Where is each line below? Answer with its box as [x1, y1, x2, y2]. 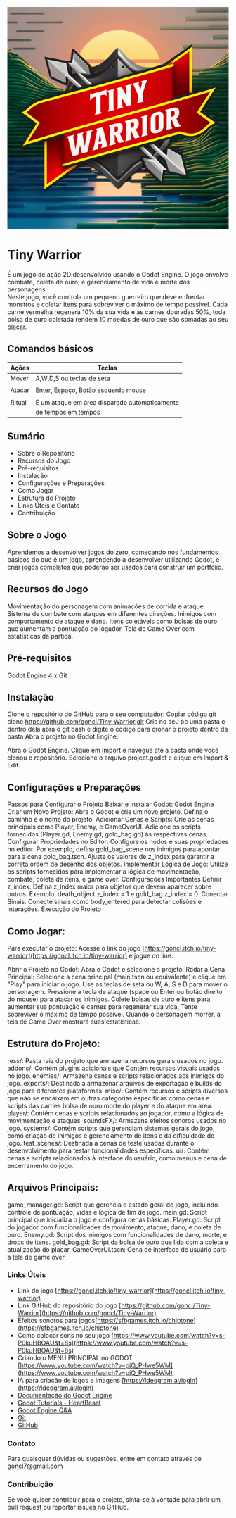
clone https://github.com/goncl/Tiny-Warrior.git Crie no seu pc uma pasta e [7, 717, 225, 726]
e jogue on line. [129, 951, 173, 960]
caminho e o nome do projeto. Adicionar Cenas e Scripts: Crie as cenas [7, 815, 214, 824]
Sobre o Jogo [7, 529, 67, 541]
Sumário [7, 430, 46, 442]
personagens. [7, 285, 48, 294]
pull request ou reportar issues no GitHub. [7, 1503, 129, 1512]
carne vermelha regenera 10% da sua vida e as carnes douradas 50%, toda [7, 307, 226, 316]
